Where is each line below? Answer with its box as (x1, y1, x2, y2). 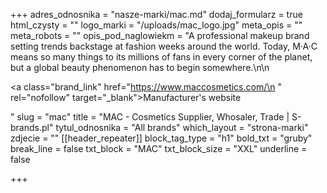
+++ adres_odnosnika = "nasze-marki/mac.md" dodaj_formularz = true (10, 9, 303, 20)
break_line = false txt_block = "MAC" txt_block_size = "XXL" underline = (10, 143, 308, 154)
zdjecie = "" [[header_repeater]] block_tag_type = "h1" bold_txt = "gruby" (10, 132, 313, 144)
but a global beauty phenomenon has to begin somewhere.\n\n (10, 62, 270, 73)
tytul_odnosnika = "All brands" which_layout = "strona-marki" (55, 122, 309, 133)
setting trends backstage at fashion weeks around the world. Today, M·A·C (10, 40, 318, 52)
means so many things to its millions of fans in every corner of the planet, (10, 51, 313, 63)
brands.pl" (10, 122, 54, 133)
